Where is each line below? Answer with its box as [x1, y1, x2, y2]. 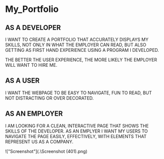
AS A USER [5, 76, 40, 85]
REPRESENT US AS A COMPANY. [5, 139, 74, 145]
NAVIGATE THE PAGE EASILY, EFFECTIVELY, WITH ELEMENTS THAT [5, 133, 147, 139]
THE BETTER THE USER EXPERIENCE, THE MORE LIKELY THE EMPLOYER [5, 57, 158, 63]
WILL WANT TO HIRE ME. [5, 62, 58, 68]
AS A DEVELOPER [5, 23, 61, 32]
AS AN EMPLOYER [5, 110, 63, 118]
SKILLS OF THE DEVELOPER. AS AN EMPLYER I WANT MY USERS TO [5, 128, 148, 134]
